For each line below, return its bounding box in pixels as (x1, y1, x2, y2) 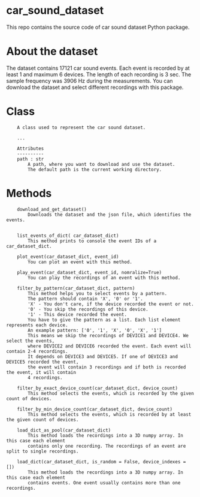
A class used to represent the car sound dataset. (17, 124, 146, 130)
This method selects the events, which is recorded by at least (28, 411, 192, 418)
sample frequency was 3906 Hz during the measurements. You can (6, 77, 173, 84)
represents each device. (6, 322, 68, 328)
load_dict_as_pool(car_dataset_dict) (17, 427, 111, 433)
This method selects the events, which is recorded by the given (28, 390, 195, 397)
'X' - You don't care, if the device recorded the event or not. (28, 301, 195, 307)
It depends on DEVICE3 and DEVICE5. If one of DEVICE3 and (28, 353, 178, 359)
